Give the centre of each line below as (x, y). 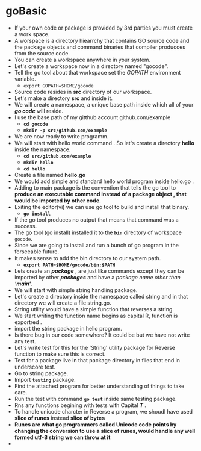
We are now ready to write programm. (61, 136)
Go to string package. (41, 373)
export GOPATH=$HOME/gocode (58, 86)
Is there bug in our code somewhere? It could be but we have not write (102, 335)
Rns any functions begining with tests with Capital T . (80, 405)
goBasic (26, 11)
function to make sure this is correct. (60, 354)
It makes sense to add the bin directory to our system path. (88, 258)
